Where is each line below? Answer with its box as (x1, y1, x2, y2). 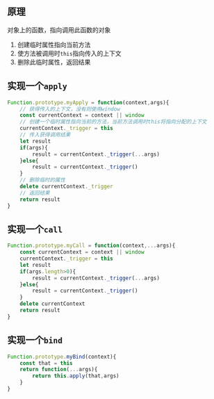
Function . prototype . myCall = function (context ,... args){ (7, 242, 176, 250)
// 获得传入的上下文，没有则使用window (19, 106, 120, 113)
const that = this (19, 359, 73, 366)
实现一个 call (7, 223, 63, 235)
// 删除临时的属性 (19, 177, 66, 184)
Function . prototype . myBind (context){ (7, 353, 117, 360)
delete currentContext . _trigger (19, 183, 113, 190)
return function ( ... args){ (19, 366, 98, 373)
